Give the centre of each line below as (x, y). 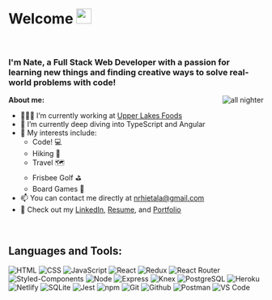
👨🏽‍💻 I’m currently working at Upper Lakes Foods (101, 116)
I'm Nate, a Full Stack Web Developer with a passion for (119, 62)
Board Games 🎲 (58, 189)
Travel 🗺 (49, 163)
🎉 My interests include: (58, 133)
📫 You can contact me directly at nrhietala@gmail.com (112, 198)
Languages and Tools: (66, 251)
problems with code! (74, 82)
